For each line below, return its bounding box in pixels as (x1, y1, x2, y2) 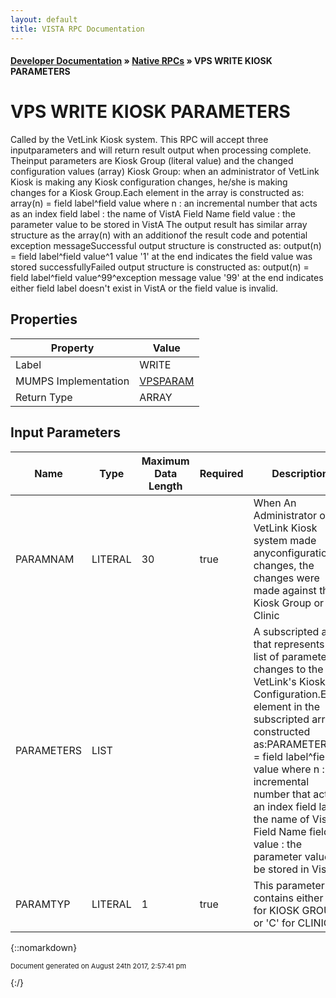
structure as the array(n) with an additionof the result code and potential (10, 229, 308, 241)
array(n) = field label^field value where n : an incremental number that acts (10, 197, 318, 210)
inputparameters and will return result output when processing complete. (10, 144, 312, 156)
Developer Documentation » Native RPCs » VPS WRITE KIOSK (10, 55, 273, 67)
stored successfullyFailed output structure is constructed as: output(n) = (10, 261, 310, 273)
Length (148, 479, 183, 493)
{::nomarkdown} (10, 941, 78, 953)
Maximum (141, 454, 190, 468)
